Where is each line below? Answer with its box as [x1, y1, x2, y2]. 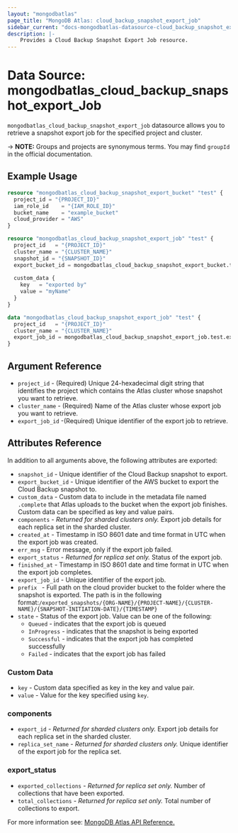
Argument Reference [7, 360, 102, 372]
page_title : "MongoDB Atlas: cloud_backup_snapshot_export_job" [7, 17, 201, 24]
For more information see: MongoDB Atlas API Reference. [7, 817, 175, 826]
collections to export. [17, 804, 80, 812]
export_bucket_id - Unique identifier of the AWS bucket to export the [17, 477, 220, 486]
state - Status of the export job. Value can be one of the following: [17, 611, 212, 620]
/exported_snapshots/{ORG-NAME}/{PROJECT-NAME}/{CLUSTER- [38, 599, 214, 606]
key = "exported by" [20, 281, 87, 288]
